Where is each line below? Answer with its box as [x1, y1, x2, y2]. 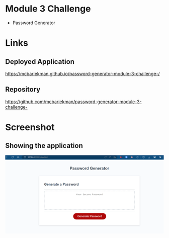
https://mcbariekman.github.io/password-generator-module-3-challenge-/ [5, 70, 160, 76]
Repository [5, 85, 41, 94]
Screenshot [5, 121, 55, 133]
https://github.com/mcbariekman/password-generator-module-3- [5, 99, 142, 105]
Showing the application [5, 141, 83, 150]
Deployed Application [5, 57, 74, 66]
